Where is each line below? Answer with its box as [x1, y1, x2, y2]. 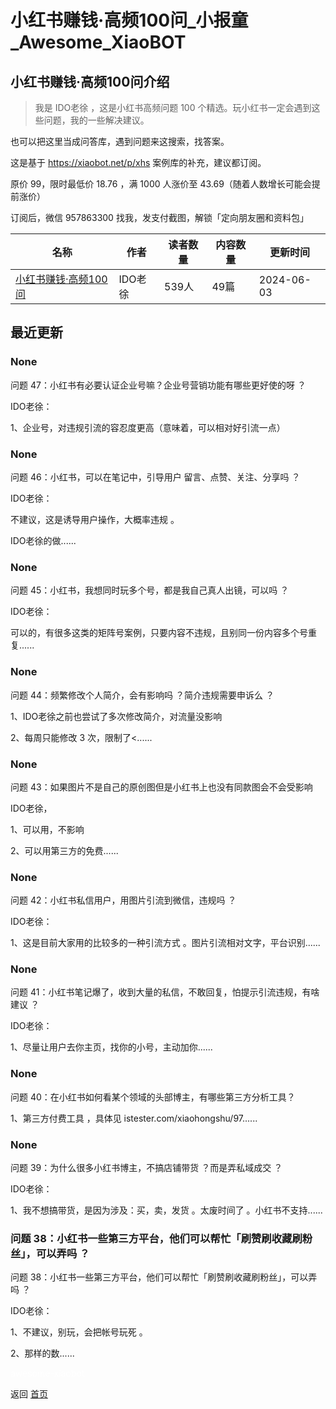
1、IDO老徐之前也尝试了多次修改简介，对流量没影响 [10, 710, 223, 722]
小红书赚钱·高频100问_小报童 [10, 9, 249, 32]
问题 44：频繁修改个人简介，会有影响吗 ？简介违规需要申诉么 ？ [10, 689, 275, 701]
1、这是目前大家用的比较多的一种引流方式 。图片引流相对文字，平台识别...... [10, 937, 321, 949]
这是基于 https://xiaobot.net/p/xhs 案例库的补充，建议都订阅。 [10, 157, 267, 168]
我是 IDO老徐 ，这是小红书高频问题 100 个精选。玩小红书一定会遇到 [34, 102, 312, 113]
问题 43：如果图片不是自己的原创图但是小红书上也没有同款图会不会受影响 [10, 781, 313, 793]
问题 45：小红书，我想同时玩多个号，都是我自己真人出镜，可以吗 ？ [10, 584, 290, 596]
